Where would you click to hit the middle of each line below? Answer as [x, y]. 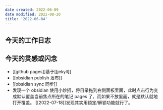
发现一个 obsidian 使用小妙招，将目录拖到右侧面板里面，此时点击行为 [83, 90]
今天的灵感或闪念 [31, 59]
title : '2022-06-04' [27, 19]
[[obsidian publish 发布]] [37, 78]
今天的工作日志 [28, 40]
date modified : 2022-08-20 [33, 14]
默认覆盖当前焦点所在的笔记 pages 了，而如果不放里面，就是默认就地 [87, 96]
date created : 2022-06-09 [32, 10]
